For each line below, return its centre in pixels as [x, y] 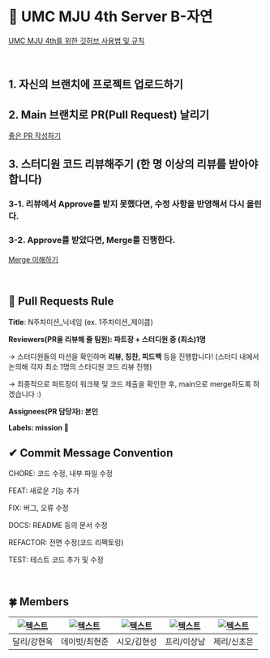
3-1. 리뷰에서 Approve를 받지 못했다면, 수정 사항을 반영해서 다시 [126, 204]
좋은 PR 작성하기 [35, 136]
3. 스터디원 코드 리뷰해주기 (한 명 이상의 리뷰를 [118, 164]
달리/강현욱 [33, 642]
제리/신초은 [234, 642]
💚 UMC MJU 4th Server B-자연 [111, 17]
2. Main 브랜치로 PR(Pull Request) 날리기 [109, 115]
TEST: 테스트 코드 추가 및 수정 [56, 560]
